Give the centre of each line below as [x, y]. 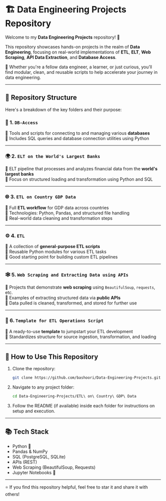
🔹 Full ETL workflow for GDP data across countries [57, 207]
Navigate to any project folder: [43, 387]
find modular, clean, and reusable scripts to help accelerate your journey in [82, 72]
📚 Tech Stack [27, 432]
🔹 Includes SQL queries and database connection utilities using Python [77, 139]
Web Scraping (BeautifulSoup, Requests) [54, 467]
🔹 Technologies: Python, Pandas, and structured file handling [67, 213]
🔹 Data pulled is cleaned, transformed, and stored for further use [71, 303]
